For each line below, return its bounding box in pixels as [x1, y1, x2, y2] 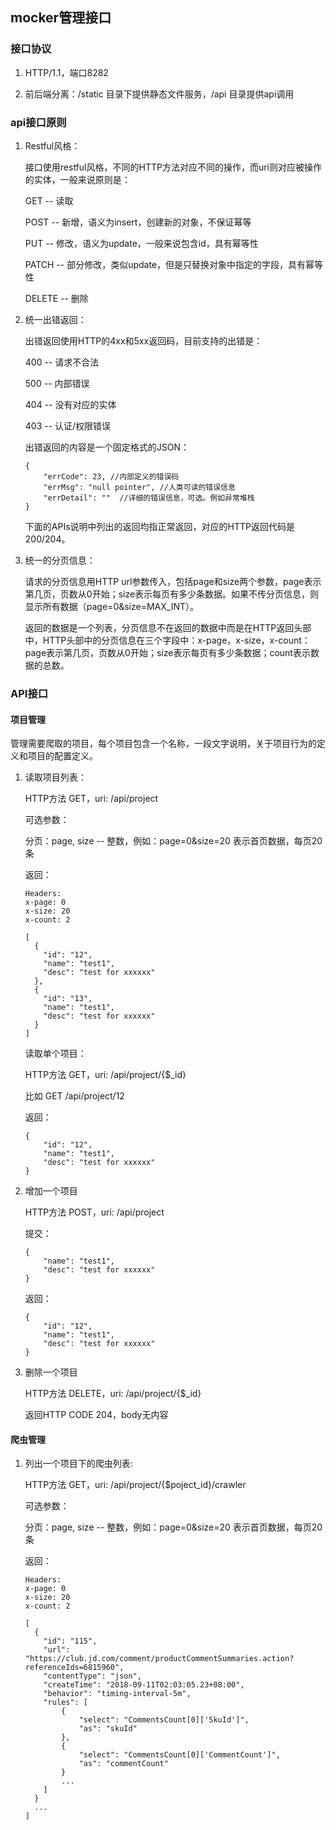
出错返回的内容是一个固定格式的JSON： [24, 441, 190, 453]
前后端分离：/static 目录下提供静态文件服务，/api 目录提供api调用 [24, 88, 295, 100]
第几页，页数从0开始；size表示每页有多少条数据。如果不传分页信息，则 [24, 588, 320, 600]
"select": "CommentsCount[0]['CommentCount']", [78, 1750, 281, 1760]
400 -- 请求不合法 [24, 356, 100, 368]
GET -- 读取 [24, 194, 74, 207]
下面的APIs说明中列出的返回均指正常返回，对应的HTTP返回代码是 [24, 520, 295, 532]
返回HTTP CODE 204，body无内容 [24, 1409, 169, 1421]
